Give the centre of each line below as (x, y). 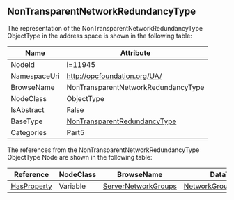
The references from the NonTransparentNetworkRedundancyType (103, 150)
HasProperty (31, 186)
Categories (29, 132)
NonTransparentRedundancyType (122, 121)
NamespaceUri (36, 76)
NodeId (23, 64)
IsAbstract (28, 109)
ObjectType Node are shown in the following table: (80, 157)
